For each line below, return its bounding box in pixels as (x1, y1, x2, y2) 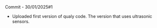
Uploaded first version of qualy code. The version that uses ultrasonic (12, 14, 152, 19)
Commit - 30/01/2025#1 (5, 4, 53, 10)
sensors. (12, 19, 30, 24)
